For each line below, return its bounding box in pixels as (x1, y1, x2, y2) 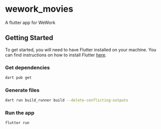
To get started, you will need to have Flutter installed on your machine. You (5, 46, 157, 52)
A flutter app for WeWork (5, 20, 55, 25)
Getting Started (5, 34, 54, 42)
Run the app (5, 109, 34, 116)
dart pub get (5, 75, 32, 80)
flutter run (5, 121, 29, 126)
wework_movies (5, 3, 74, 15)
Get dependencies (5, 64, 50, 71)
